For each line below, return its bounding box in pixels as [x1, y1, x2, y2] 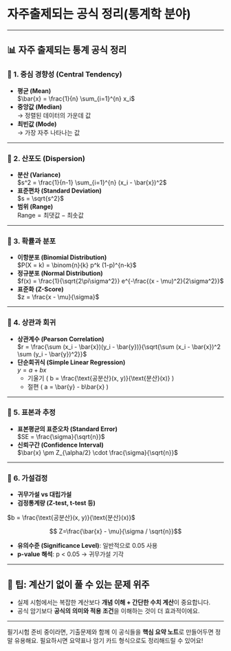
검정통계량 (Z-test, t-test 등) [16, 499, 96, 507]
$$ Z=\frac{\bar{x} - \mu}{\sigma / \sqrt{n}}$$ [49, 527, 182, 535]
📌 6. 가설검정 [7, 473, 48, 482]
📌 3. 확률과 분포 [7, 236, 56, 246]
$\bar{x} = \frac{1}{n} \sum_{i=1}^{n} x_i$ [16, 94, 135, 103]
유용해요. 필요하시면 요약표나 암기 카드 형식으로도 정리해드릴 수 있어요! [14, 636, 203, 644]
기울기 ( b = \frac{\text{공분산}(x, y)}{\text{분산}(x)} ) [27, 374, 175, 382]
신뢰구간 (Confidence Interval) [16, 440, 104, 449]
